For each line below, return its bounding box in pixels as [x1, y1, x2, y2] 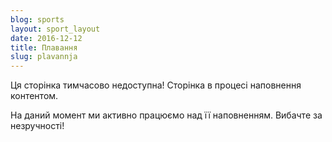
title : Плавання [10, 42, 78, 53]
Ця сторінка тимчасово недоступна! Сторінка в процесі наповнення [10, 79, 302, 91]
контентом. [10, 90, 59, 102]
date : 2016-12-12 [10, 33, 83, 43]
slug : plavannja [10, 52, 78, 62]
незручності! [10, 120, 65, 132]
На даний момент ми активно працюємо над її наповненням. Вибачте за [10, 109, 323, 121]
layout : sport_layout [10, 24, 101, 34]
